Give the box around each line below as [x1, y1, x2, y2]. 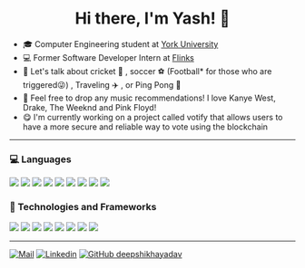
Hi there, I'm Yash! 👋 [74, 8, 231, 29]
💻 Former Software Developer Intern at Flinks [22, 52, 195, 62]
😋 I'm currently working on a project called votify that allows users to [22, 111, 283, 122]
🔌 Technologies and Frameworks [9, 201, 157, 214]
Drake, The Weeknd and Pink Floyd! [22, 101, 157, 112]
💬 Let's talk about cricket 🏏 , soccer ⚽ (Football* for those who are [22, 65, 272, 76]
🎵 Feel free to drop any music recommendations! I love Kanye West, [22, 92, 277, 103]
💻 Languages [9, 153, 72, 166]
